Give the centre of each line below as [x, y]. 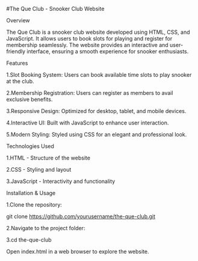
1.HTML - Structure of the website [48, 158]
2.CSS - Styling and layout [39, 169]
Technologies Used [30, 146]
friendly [16, 51]
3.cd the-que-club [29, 240]
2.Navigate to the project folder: [46, 228]
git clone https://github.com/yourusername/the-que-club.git [81, 216]
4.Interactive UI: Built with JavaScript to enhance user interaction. [88, 123]
